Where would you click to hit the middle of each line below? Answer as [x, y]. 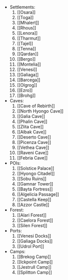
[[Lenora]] [27, 33]
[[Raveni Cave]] [33, 153]
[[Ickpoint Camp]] [35, 262]
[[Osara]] [26, 12]
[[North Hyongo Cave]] [40, 111]
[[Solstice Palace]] [36, 168]
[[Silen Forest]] [32, 225]
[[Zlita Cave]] [30, 127]
